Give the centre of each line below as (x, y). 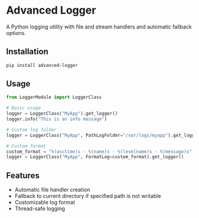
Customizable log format (45, 203)
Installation (27, 52)
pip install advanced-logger (42, 65)
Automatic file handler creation (52, 190)
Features (23, 175)
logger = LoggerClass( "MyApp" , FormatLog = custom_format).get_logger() (95, 157)
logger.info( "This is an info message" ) (57, 119)
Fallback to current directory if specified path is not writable (88, 196)
